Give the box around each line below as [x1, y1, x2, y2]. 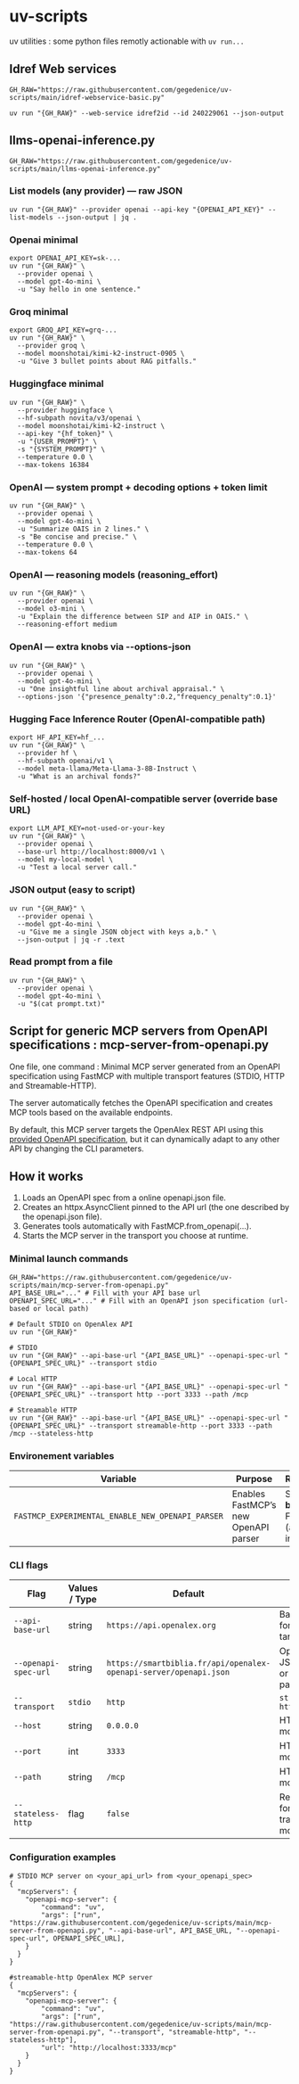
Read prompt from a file [9, 956, 114, 968]
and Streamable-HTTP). [9, 1080, 97, 1091]
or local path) [32, 1304, 90, 1313]
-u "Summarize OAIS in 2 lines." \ [17, 524, 149, 534]
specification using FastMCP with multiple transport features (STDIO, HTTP [9, 1070, 285, 1081]
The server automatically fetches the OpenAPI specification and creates [9, 1097, 273, 1108]
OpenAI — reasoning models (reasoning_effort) [9, 568, 219, 581]
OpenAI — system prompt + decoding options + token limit [9, 481, 268, 493]
